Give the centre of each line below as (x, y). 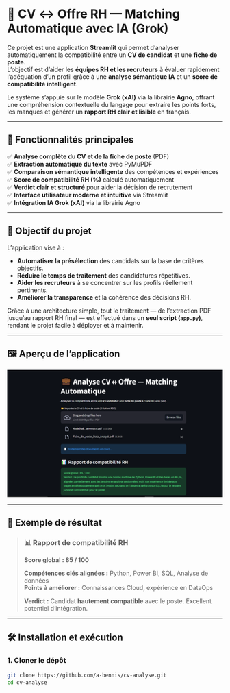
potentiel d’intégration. (55, 609)
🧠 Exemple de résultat (55, 523)
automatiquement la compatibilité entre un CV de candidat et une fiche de (112, 55)
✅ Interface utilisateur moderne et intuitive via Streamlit (88, 195)
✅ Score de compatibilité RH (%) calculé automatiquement (91, 179)
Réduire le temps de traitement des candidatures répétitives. (103, 275)
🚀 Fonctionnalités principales (71, 140)
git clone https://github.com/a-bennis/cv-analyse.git (87, 676)
